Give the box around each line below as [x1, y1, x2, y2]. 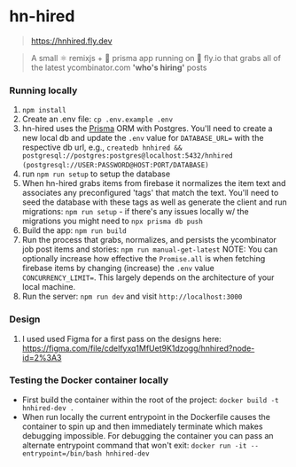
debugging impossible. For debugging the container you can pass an [21, 430, 274, 440]
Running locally [9, 84, 78, 97]
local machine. [21, 282, 76, 292]
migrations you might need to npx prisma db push [21, 215, 204, 227]
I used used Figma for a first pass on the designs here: [21, 333, 222, 344]
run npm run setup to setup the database [21, 168, 171, 179]
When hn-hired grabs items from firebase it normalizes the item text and [21, 178, 286, 189]
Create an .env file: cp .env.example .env [21, 113, 174, 125]
